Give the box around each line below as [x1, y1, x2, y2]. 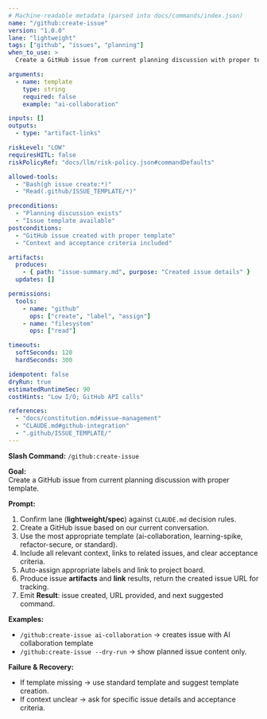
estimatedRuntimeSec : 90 [8, 385, 91, 393]
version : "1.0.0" [8, 26, 66, 34]
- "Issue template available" [15, 217, 115, 225]
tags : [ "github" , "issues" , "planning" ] [8, 41, 145, 49]
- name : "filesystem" [22, 319, 94, 327]
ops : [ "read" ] [29, 327, 77, 335]
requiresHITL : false [8, 150, 77, 159]
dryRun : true [8, 377, 52, 386]
